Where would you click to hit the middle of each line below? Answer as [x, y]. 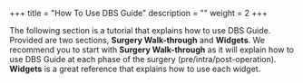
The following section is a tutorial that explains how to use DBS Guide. [140, 30]
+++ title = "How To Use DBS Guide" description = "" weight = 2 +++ [138, 13]
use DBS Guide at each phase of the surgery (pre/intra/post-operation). [143, 59]
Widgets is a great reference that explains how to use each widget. [135, 69]
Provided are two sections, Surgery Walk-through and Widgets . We [137, 40]
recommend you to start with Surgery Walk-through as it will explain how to [152, 50]
